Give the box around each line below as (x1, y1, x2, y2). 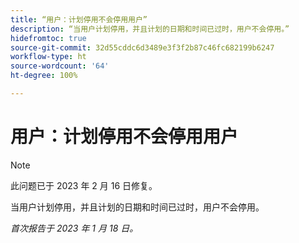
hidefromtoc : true (10, 33, 87, 43)
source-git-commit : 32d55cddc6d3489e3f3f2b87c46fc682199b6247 (10, 42, 275, 53)
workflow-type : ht (10, 52, 87, 62)
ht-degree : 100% (10, 71, 78, 81)
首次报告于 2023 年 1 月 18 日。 (10, 222, 139, 234)
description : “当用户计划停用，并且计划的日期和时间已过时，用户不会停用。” (10, 24, 290, 34)
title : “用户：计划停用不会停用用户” (10, 14, 148, 25)
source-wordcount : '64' (10, 61, 110, 71)
